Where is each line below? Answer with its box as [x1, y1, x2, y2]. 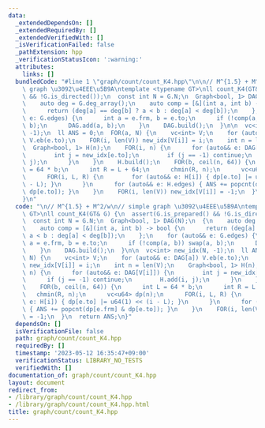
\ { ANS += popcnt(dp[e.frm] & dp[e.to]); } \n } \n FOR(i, [22, 305, 238, 313]
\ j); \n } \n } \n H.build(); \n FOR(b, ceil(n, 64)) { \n [22, 159, 256, 167]
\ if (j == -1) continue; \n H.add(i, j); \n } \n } [22, 276, 259, 284]
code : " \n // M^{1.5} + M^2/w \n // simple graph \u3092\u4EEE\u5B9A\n [15, 202, 245, 210]
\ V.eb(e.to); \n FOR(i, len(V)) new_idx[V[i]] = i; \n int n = [22, 136, 252, 145]
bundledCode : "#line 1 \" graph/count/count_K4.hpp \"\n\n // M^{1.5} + [15, 77, 248, 85]
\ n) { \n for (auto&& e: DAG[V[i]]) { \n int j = [22, 268, 227, 276]
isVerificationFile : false [15, 327, 104, 336]
